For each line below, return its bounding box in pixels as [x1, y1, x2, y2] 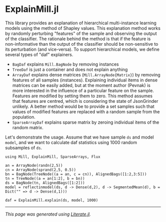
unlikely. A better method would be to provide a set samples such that [12, 103, 155, 109]
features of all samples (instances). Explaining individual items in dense [12, 77, 158, 83]
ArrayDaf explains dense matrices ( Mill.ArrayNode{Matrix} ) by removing [12, 72, 161, 77]
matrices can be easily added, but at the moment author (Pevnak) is [12, 82, 151, 88]
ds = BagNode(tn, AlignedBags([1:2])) [5, 180, 85, 185]
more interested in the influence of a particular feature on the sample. [12, 87, 154, 93]
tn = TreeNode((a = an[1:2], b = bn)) [5, 176, 85, 181]
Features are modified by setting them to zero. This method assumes [12, 93, 153, 99]
